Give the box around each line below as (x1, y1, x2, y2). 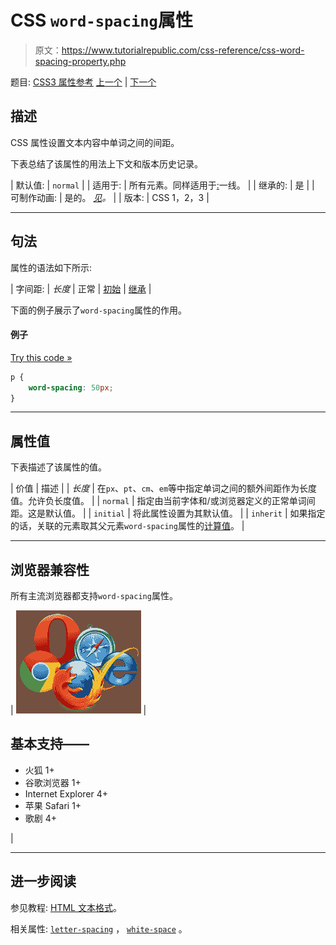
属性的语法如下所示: (10, 261, 93, 273)
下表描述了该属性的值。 (10, 461, 107, 473)
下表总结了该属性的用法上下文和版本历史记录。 (10, 157, 203, 170)
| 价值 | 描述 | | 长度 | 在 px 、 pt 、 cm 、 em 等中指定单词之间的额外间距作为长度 (10, 482, 318, 495)
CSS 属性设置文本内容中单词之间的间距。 (10, 136, 180, 148)
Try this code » (10, 351, 73, 363)
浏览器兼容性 (10, 561, 90, 578)
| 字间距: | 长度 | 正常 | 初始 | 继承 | (10, 282, 152, 295)
